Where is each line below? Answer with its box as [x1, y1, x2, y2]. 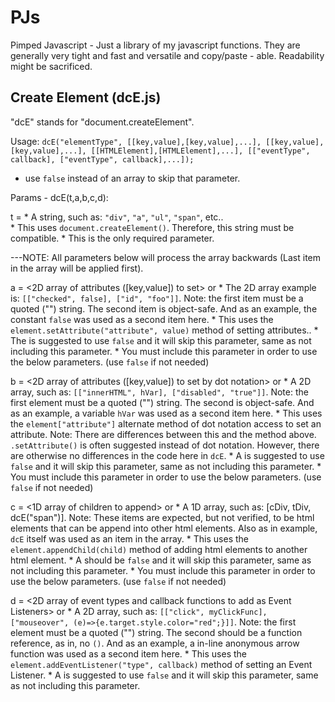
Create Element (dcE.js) [10, 89, 162, 106]
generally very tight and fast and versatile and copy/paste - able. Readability [10, 49, 325, 61]
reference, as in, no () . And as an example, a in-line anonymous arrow [10, 637, 300, 649]
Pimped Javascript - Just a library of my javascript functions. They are [10, 39, 301, 51]
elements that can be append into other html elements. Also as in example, [10, 522, 318, 534]
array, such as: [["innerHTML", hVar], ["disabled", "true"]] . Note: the [10, 386, 309, 398]
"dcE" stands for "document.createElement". [10, 116, 195, 128]
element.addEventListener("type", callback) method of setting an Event [10, 658, 313, 670]
